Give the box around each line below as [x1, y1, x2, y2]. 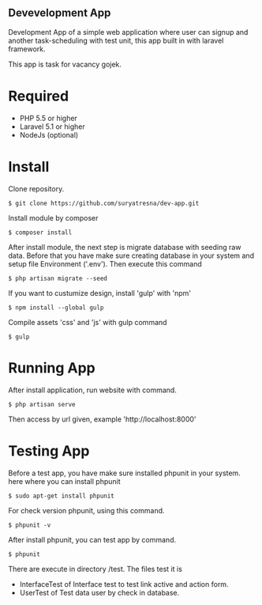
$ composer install [8, 229, 73, 236]
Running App [8, 359, 96, 376]
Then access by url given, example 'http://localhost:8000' [8, 414, 196, 424]
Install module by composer [8, 213, 99, 222]
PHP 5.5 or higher [19, 113, 77, 123]
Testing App [8, 442, 90, 459]
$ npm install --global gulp [8, 304, 104, 312]
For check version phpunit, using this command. [8, 505, 165, 515]
